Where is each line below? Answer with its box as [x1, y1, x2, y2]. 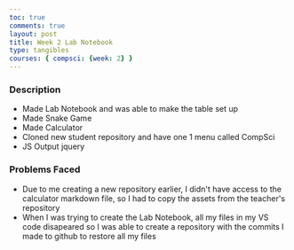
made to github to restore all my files [21, 230, 157, 241]
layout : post [9, 29, 58, 38]
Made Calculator [21, 122, 83, 133]
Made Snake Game [21, 113, 92, 124]
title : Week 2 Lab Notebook [9, 37, 114, 47]
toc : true [9, 12, 46, 22]
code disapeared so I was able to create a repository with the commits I [21, 221, 284, 231]
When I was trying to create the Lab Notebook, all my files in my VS [21, 212, 269, 223]
